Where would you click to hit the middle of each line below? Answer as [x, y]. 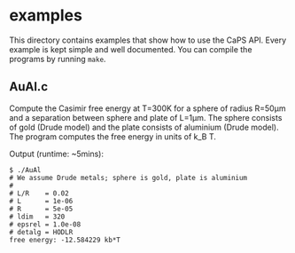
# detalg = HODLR [41, 232]
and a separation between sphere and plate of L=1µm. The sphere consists [146, 117]
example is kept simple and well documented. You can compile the [131, 49]
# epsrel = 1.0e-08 [45, 224]
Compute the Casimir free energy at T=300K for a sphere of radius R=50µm [147, 108]
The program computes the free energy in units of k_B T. [113, 136]
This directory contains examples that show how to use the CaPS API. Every [148, 40]
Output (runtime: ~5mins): [57, 154]
